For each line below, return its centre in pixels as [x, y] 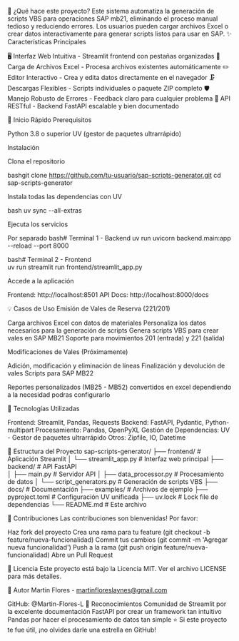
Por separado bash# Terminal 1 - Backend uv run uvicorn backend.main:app [119, 238]
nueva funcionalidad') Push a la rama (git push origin [85, 547]
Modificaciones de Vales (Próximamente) [68, 352]
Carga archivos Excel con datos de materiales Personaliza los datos [107, 323]
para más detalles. [35, 576]
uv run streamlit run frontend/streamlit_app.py [75, 267]
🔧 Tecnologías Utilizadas [44, 408]
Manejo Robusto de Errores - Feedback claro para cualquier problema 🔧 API [119, 99]
